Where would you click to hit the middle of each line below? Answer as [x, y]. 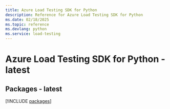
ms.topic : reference [27, 24]
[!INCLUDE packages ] [28, 101]
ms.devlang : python [26, 29]
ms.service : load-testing [33, 34]
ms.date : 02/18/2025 [27, 19]
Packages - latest [34, 89]
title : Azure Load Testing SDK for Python [51, 10]
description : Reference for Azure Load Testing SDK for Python [74, 15]
